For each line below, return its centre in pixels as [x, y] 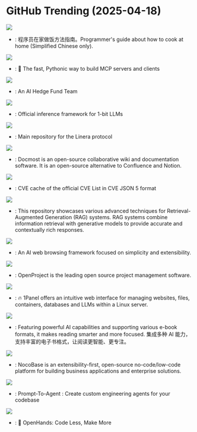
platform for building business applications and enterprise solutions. [98, 371]
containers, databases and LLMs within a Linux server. [81, 304]
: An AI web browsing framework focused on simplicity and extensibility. [103, 252]
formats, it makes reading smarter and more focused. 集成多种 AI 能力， [103, 334]
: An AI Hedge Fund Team [46, 91]
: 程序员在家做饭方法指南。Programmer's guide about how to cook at [99, 39]
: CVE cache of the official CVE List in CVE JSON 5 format [85, 188]
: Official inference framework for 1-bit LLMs [69, 113]
